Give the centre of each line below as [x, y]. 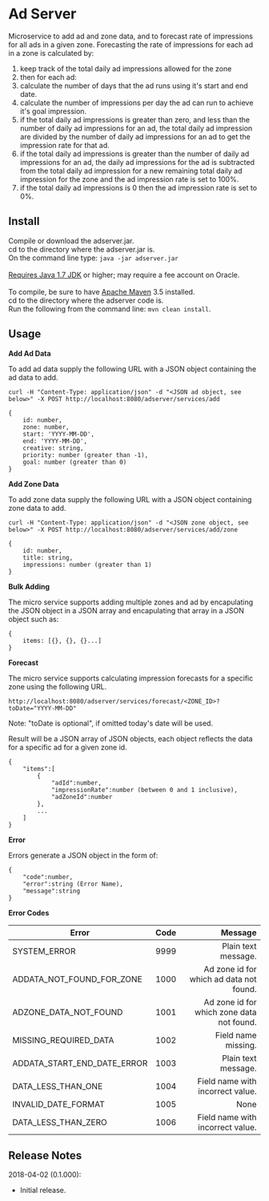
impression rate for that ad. [64, 145]
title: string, [48, 557]
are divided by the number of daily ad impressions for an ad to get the [135, 136]
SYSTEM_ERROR [44, 951]
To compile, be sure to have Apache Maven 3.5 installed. [102, 291]
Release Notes [45, 1155]
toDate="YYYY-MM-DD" [43, 708]
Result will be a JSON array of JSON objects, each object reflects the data [131, 738]
